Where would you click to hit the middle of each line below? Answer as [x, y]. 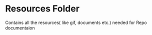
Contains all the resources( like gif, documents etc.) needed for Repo [76, 22]
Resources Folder [42, 9]
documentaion [20, 27]
